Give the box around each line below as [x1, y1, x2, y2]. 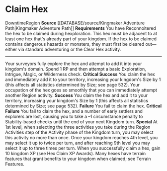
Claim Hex [5, 3, 48, 15]
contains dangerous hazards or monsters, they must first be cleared [5, 41, 145, 47]
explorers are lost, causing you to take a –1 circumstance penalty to [5, 113, 143, 119]
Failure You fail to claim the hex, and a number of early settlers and [5, 108, 143, 114]
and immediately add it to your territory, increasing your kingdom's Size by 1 [5, 76, 161, 83]
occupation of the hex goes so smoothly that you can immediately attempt [5, 87, 158, 93]
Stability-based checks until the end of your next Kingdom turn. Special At [5, 118, 158, 125]
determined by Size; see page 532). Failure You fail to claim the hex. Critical [5, 103, 162, 109]
